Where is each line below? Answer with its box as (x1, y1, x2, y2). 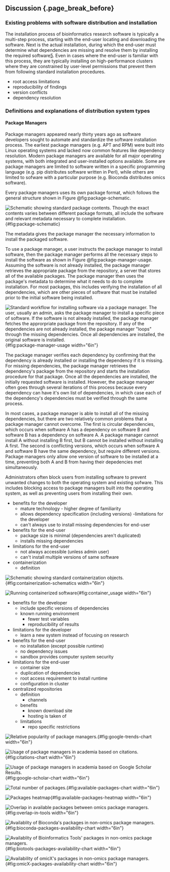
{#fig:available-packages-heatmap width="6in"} (50, 794, 152, 800)
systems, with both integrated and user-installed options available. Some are (5, 158, 165, 164)
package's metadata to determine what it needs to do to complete (5, 278, 143, 284)
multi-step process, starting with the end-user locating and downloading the (5, 36, 165, 42)
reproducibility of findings (12, 84, 67, 90)
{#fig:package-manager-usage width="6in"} (5, 342, 98, 348)
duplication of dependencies (20, 669, 80, 676)
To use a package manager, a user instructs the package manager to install (5, 246, 162, 252)
